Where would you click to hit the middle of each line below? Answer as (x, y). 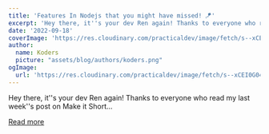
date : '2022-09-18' (41, 30)
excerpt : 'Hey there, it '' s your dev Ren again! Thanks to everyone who (132, 23)
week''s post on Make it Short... (61, 106)
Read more (26, 121)
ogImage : (23, 68)
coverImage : (28, 38)
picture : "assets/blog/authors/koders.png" (89, 61)
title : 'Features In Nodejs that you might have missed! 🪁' (112, 16)
